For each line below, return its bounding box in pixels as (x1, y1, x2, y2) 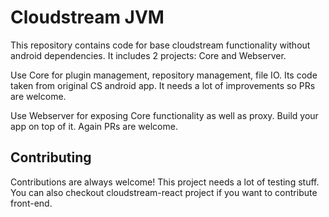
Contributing (10, 149, 92, 166)
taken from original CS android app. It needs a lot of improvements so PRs (10, 79, 316, 91)
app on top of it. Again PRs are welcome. (10, 120, 178, 132)
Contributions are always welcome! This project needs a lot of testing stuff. (10, 176, 320, 188)
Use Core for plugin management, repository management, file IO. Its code (10, 69, 318, 81)
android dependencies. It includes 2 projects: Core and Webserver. (10, 49, 287, 61)
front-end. (10, 197, 53, 209)
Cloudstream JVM (10, 6, 165, 29)
